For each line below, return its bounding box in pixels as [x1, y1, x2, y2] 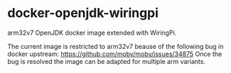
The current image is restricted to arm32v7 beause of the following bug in [7, 42, 224, 50]
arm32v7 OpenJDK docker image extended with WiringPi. [7, 28, 177, 37]
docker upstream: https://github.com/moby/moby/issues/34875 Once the [7, 50, 222, 58]
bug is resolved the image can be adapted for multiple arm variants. [7, 57, 206, 65]
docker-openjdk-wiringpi [7, 5, 159, 21]
